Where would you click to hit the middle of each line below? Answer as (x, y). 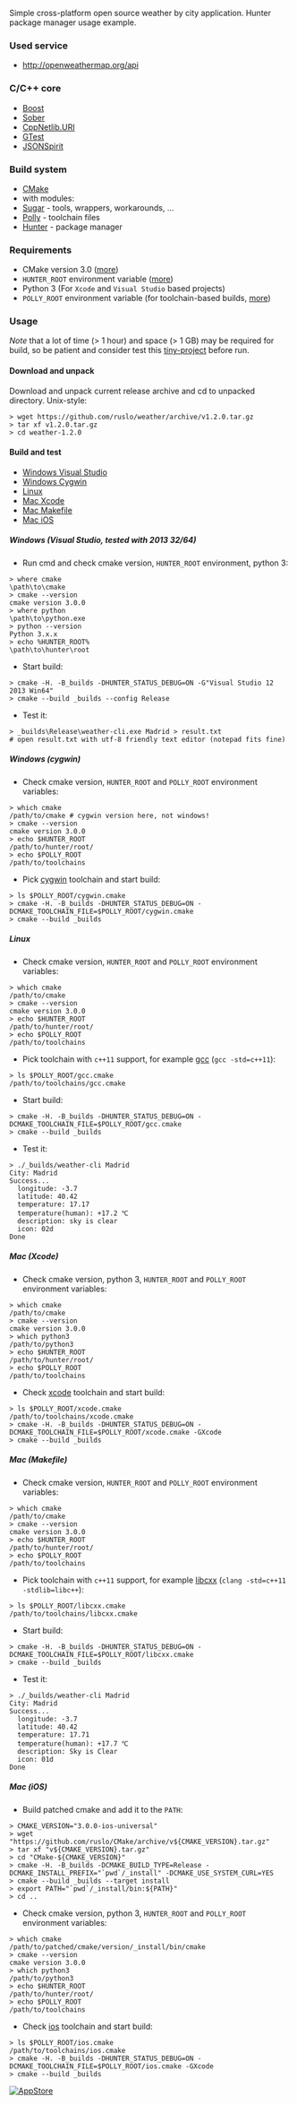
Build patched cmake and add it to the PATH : (102, 1809)
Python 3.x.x (34, 634)
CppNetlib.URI (49, 127)
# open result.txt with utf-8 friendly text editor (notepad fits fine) (148, 739)
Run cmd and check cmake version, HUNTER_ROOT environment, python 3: (155, 563)
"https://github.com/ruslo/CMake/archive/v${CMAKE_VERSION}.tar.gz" (140, 1842)
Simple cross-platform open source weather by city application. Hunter (140, 13)
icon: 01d (35, 1759)
